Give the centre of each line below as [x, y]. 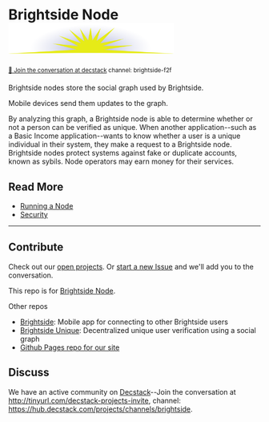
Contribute [36, 248]
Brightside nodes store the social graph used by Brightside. [106, 88]
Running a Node [46, 206]
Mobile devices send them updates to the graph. [88, 103]
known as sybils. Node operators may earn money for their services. [121, 161]
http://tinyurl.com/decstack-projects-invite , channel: [95, 400]
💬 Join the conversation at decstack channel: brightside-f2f [90, 70]
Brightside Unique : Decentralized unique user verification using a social [138, 330]
